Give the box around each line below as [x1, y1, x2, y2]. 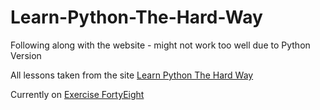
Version [10, 49, 42, 61]
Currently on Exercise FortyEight [10, 88, 145, 100]
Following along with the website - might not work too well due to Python [10, 39, 311, 51]
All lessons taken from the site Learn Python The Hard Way [10, 69, 254, 81]
